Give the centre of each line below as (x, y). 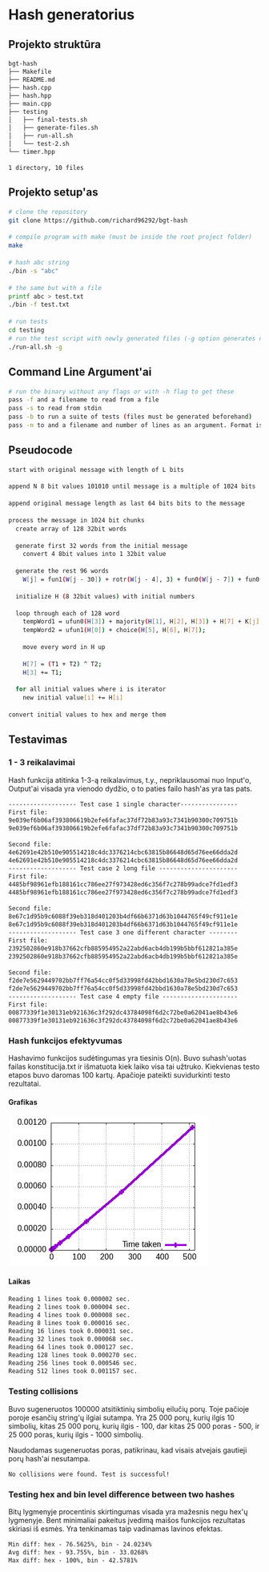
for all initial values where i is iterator (91, 689)
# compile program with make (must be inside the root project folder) (130, 237)
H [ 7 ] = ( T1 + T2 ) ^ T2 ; (62, 664)
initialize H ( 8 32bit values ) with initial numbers (105, 596)
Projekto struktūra (55, 44)
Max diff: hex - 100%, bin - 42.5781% (73, 1560)
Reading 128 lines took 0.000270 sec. (73, 1356)
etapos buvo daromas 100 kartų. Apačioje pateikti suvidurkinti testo (119, 1074)
